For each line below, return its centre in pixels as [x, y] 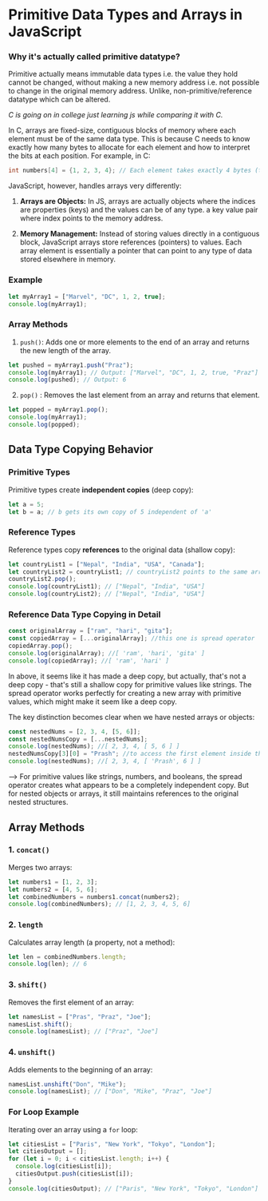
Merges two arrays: [40, 867]
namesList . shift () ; [41, 1024]
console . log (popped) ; [44, 425]
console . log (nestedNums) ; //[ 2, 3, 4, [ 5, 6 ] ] [94, 746]
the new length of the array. [65, 350]
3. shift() [28, 984]
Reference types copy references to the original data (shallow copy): [122, 550]
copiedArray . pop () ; [41, 646]
